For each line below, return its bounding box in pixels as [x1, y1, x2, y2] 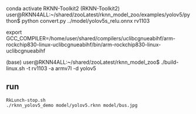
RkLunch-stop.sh [6, 97, 46, 103]
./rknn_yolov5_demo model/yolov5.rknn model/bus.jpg [6, 102, 138, 108]
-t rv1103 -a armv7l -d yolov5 [26, 65, 97, 72]
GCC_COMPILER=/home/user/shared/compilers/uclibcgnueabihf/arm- [6, 35, 176, 42]
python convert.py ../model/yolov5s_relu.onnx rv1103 [21, 18, 150, 24]
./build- [161, 58, 179, 65]
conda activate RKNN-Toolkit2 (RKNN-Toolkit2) [6, 5, 120, 12]
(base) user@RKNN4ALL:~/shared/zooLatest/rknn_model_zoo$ [6, 58, 160, 65]
